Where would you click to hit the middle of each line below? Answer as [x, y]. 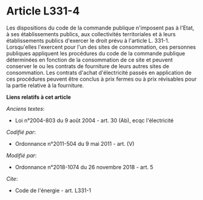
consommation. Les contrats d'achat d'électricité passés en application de [99, 72]
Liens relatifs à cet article [39, 97]
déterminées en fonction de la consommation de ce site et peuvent [90, 60]
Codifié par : [21, 132]
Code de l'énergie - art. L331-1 [53, 190]
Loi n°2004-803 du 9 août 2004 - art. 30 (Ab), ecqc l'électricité [94, 120]
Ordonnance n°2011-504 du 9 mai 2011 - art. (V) [75, 143]
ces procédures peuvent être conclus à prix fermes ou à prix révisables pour [101, 79]
